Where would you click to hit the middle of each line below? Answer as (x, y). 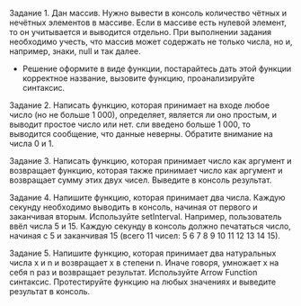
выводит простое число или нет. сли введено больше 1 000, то (130, 124)
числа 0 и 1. (31, 144)
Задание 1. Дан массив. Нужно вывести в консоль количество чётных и (148, 13)
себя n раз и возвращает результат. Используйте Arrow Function (133, 272)
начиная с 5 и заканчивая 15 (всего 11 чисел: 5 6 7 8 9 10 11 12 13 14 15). (145, 236)
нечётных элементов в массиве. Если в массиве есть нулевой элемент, (148, 22)
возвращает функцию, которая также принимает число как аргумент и (146, 171)
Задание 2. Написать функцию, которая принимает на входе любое (140, 105)
